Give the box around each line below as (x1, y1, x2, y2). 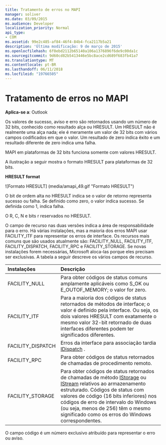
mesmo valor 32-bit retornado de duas (60, 319, 152, 326)
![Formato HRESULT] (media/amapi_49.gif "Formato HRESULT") (5, 183, 134, 189)
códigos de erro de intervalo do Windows (60, 399, 157, 405)
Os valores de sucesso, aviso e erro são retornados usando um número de (5, 119, 157, 124)
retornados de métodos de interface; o (60, 300, 150, 307)
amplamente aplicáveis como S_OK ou (60, 280, 149, 287)
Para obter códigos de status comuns (60, 274, 148, 281)
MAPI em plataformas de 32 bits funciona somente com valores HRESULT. (5, 149, 157, 155)
